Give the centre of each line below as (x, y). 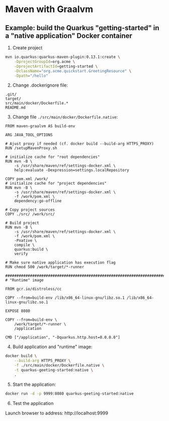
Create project (27, 48)
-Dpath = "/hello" (31, 76)
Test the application (33, 403)
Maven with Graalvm (49, 9)
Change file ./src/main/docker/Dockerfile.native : (65, 117)
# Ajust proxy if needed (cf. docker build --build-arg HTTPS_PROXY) (80, 144)
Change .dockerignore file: (40, 85)
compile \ (25, 245)
